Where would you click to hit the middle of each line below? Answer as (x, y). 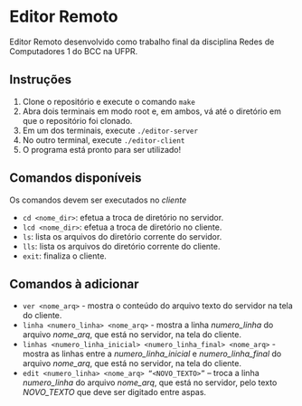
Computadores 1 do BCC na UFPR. (74, 51)
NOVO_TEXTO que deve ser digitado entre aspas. (114, 392)
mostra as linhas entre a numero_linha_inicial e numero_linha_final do (152, 354)
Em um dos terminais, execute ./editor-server (110, 130)
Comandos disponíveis (75, 178)
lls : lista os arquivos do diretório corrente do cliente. (121, 246)
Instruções (41, 80)
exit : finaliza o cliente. (64, 256)
